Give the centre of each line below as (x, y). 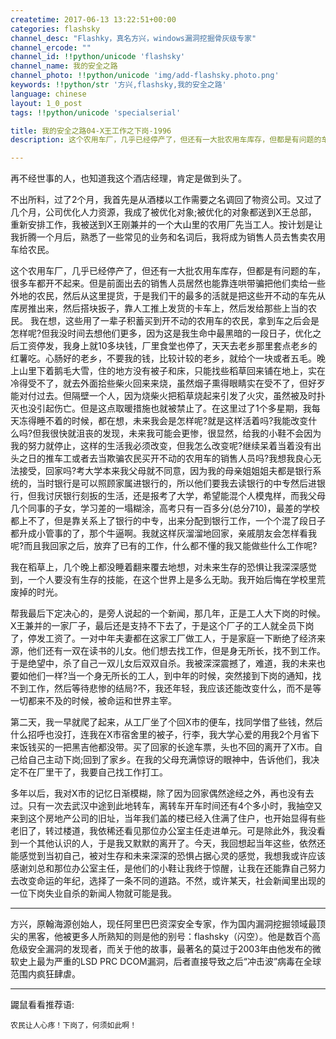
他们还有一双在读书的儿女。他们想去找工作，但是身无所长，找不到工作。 (176, 651)
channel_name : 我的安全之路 (64, 66)
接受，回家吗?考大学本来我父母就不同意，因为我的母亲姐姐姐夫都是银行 (165, 471)
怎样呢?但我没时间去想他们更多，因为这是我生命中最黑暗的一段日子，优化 (161, 333)
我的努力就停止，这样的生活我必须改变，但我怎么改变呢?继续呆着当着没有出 (166, 446)
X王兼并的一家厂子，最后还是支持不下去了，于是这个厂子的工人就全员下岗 (162, 626)
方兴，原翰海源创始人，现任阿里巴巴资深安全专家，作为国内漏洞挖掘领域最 (163, 924)
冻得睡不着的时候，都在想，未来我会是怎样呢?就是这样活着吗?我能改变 (163, 421)
